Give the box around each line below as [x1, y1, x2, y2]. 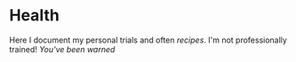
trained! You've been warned [9, 43, 116, 54]
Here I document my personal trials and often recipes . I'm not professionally [9, 35, 287, 45]
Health [9, 5, 60, 26]
